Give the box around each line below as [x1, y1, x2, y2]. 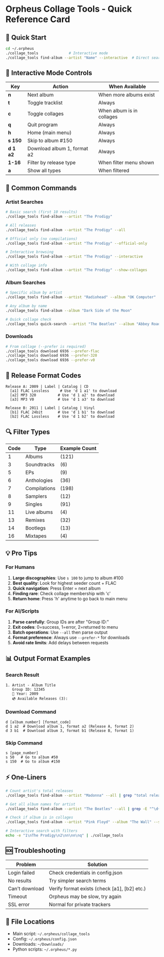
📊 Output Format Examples [5, 655, 91, 663]
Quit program [27, 121, 58, 128]
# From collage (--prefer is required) [5, 344, 87, 349]
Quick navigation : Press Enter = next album [12, 585, 101, 591]
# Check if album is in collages [5, 815, 73, 820]
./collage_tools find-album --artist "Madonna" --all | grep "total [5, 793, 147, 798]
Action [52, 83, 69, 90]
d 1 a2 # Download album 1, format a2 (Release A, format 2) [5, 724, 134, 729]
